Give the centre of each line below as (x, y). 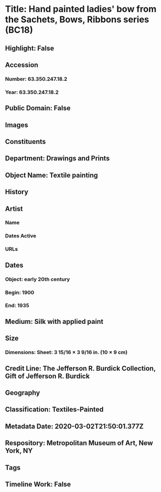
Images (17, 125)
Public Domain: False (38, 108)
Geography (23, 393)
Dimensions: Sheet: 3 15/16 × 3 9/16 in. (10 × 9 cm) (66, 352)
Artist (14, 209)
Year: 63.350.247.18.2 (32, 92)
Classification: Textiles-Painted (54, 409)
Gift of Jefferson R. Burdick (47, 376)
